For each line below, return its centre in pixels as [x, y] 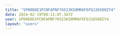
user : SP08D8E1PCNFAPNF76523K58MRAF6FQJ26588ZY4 [57, 19]
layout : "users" [22, 24]
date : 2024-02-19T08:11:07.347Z [39, 14]
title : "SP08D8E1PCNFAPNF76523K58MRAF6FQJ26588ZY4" [60, 10]
